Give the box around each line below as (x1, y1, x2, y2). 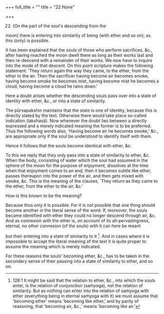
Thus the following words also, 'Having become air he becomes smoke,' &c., (5, 128, 159, 134)
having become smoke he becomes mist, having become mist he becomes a (5, 78, 160, 84)
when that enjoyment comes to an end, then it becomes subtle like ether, (5, 168, 151, 174)
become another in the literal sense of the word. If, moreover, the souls (5, 207, 147, 213)
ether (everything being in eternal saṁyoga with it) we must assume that (12, 293, 158, 299)
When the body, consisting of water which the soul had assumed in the (5, 157, 148, 163)
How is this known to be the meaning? (5, 193, 82, 198)
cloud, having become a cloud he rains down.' (5, 83, 98, 89)
